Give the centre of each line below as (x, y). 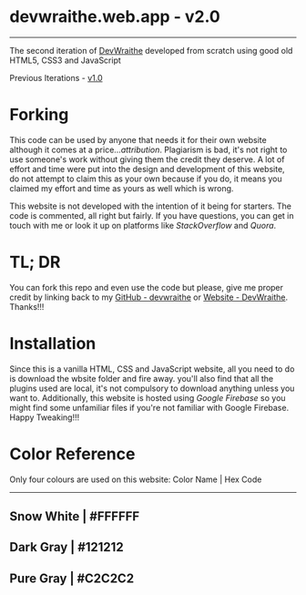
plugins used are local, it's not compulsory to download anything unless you (152, 388)
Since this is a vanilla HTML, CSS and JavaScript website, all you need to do (152, 369)
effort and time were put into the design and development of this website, (147, 169)
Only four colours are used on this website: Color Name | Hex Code (136, 479)
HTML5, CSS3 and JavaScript (65, 60)
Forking (39, 115)
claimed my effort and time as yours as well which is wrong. (122, 188)
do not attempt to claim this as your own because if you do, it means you (146, 179)
